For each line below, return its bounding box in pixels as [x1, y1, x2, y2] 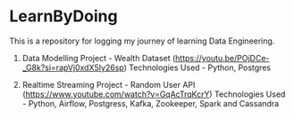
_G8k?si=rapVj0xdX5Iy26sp [21, 62, 124, 73]
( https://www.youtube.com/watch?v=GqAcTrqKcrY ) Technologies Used [21, 89, 286, 99]
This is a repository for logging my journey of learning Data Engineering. [9, 35, 275, 46]
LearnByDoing [9, 6, 118, 27]
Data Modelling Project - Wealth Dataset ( [21, 52, 176, 63]
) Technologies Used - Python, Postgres [123, 62, 271, 73]
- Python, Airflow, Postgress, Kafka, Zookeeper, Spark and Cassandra [21, 98, 280, 108]
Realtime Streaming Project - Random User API [21, 79, 196, 90]
